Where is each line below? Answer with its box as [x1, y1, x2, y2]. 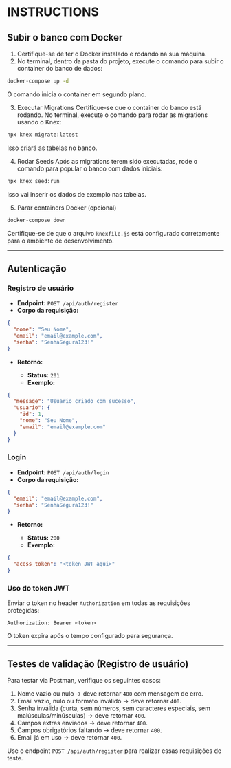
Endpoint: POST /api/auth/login [16, 468, 109, 476]
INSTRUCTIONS [7, 4, 100, 20]
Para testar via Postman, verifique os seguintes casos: [7, 677, 162, 685]
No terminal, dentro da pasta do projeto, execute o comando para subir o [16, 57, 224, 65]
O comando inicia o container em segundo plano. [7, 90, 146, 98]
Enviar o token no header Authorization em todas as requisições [7, 599, 191, 607]
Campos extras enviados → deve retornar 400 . [16, 719, 148, 727]
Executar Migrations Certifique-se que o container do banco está [16, 103, 202, 111]
